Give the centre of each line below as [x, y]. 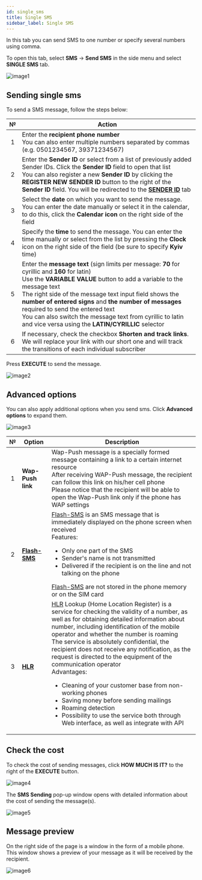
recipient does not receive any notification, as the [121, 649]
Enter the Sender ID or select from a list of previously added [107, 160]
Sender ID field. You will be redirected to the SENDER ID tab [106, 190]
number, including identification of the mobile [115, 627]
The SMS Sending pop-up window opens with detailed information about [97, 795]
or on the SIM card [78, 594]
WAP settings [70, 505]
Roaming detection [88, 708]
